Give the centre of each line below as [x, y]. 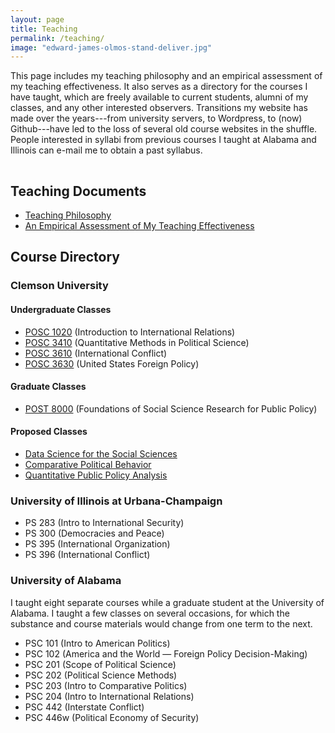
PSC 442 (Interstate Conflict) [84, 707]
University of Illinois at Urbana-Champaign [116, 501]
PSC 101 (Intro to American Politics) [97, 643]
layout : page [37, 19]
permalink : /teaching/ [57, 38]
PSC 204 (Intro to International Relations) [109, 696]
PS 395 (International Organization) [97, 544]
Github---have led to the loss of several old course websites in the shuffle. [164, 129]
